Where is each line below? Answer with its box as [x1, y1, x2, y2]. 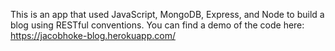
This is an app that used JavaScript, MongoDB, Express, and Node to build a [10, 9, 325, 20]
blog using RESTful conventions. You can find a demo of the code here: [10, 19, 305, 31]
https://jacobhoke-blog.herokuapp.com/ [10, 30, 176, 41]
